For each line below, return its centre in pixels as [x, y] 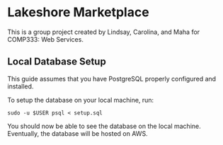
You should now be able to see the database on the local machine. [104, 126]
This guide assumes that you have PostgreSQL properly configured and [112, 79]
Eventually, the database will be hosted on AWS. [78, 133]
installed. [21, 86]
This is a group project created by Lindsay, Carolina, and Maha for [104, 32]
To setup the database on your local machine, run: [81, 100]
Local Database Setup [57, 62]
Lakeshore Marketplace [79, 12]
